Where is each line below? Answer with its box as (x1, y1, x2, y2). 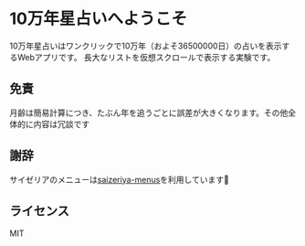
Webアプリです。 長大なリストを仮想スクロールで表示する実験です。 (16, 51, 276, 62)
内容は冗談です (33, 118, 89, 129)
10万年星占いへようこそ (9, 8, 187, 29)
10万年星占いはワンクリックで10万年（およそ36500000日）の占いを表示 (9, 40, 282, 51)
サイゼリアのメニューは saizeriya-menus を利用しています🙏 (9, 174, 230, 185)
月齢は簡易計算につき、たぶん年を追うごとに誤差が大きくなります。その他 (9, 107, 289, 118)
